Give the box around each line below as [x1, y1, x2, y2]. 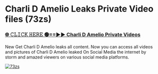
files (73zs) [5, 14, 52, 25]
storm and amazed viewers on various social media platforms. [5, 54, 129, 60]
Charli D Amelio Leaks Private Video [5, 3, 154, 15]
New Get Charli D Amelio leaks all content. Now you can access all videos [5, 44, 153, 50]
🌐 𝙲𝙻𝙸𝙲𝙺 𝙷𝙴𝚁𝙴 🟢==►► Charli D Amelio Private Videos [5, 31, 141, 38]
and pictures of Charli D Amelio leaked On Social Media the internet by [5, 49, 147, 55]
